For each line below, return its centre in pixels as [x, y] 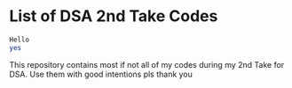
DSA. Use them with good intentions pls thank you [101, 74]
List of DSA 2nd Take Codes [114, 16]
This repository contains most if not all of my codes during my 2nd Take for [147, 64]
